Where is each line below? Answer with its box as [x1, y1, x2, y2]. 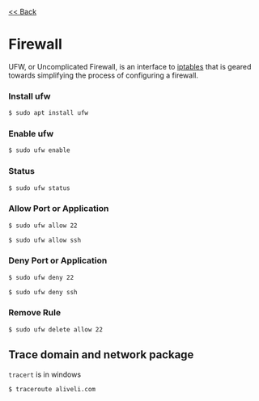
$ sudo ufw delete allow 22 [8, 325, 104, 334]
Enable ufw [8, 129, 54, 140]
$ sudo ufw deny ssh [8, 288, 79, 296]
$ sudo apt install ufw [8, 109, 89, 117]
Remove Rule [8, 307, 62, 319]
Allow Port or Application [8, 203, 109, 214]
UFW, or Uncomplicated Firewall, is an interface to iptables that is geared [8, 61, 252, 71]
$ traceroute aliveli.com [8, 385, 96, 393]
